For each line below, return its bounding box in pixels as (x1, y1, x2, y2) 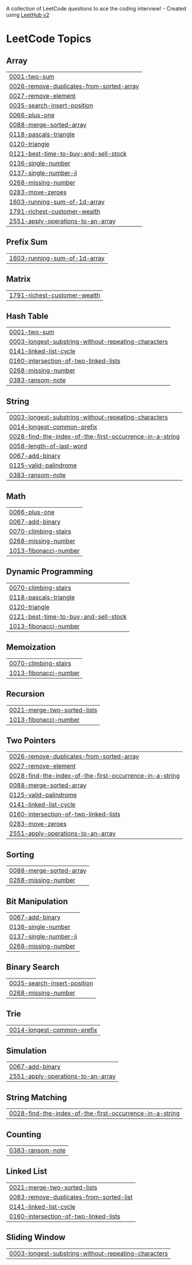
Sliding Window (6, 1232, 66, 1242)
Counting (6, 1129, 41, 1139)
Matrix (6, 274, 31, 284)
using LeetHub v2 (6, 11, 50, 18)
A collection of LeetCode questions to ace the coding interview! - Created (6, 5, 187, 12)
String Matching (6, 1092, 67, 1103)
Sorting (6, 849, 34, 859)
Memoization (6, 642, 56, 652)
